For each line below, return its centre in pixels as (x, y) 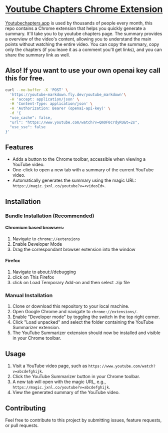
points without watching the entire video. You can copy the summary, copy (82, 44)
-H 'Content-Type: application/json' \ (51, 104)
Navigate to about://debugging (44, 272)
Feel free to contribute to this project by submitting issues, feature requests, (83, 420)
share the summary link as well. (38, 55)
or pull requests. (22, 425)
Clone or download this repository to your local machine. (71, 306)
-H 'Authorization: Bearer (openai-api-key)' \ (60, 108)
